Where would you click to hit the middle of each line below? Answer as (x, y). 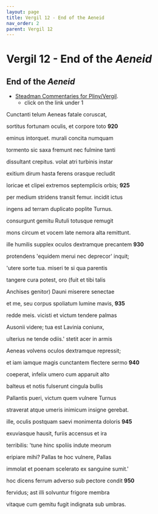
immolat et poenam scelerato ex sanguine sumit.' (67, 469)
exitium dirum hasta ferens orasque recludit (61, 174)
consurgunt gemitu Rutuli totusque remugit (60, 221)
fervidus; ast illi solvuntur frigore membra (58, 493)
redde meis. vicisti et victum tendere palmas (62, 315)
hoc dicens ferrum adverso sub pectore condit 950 (70, 481)
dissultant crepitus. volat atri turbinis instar (60, 162)
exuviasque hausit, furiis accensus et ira (57, 434)
